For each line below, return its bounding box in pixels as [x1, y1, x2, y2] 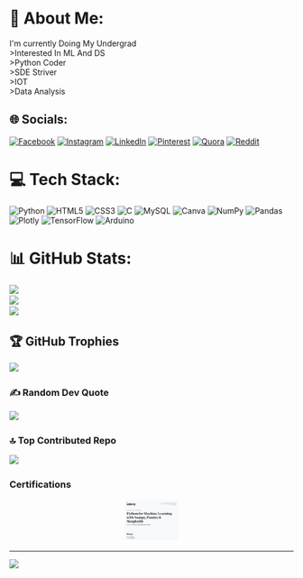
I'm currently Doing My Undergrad [9, 38, 137, 49]
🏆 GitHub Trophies [9, 334, 120, 350]
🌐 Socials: [9, 112, 69, 127]
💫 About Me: [9, 8, 105, 29]
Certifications [9, 478, 72, 491]
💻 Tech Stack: [9, 169, 121, 189]
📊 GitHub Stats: [9, 248, 133, 269]
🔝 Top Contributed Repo [9, 434, 117, 446]
